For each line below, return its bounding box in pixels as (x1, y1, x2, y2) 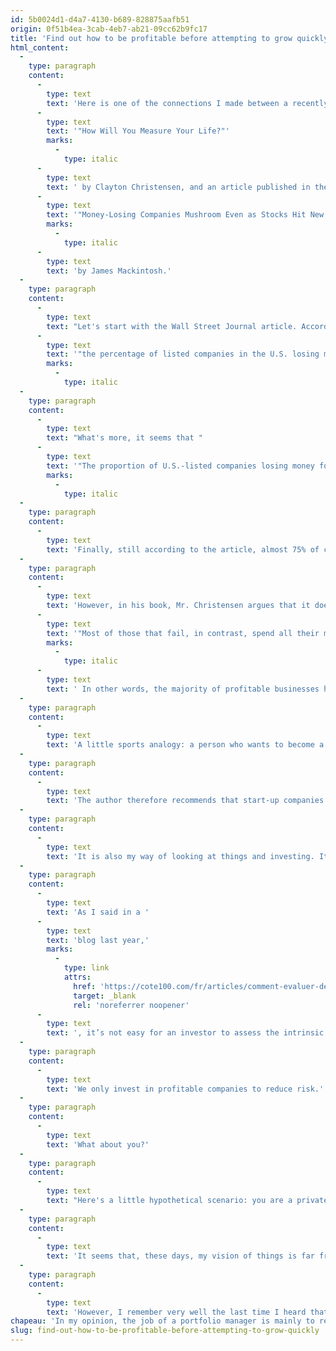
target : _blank (73, 991, 137, 1001)
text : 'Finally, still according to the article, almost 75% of (46, 544, 320, 555)
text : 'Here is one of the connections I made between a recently (46, 98, 329, 108)
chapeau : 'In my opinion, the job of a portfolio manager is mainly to (10, 1316, 315, 1326)
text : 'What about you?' (46, 1139, 150, 1150)
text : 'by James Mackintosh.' (46, 266, 172, 276)
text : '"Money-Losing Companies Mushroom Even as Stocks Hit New (46, 210, 325, 220)
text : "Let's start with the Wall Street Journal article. (46, 321, 298, 331)
